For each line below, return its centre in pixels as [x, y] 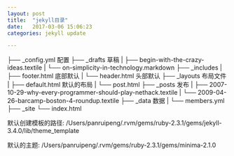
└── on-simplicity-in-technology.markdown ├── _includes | [135, 68]
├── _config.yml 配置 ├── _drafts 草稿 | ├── [73, 60]
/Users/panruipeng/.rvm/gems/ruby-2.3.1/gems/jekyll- [144, 123]
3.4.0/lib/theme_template [43, 131]
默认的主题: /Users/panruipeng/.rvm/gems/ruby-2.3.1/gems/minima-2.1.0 [112, 145]
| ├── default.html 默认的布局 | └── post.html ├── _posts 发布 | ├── [108, 85]
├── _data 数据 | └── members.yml [173, 101]
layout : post [26, 14]
